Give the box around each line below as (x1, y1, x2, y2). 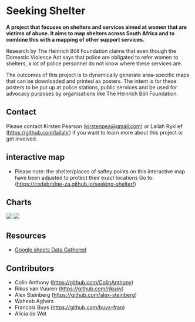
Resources (6, 230, 46, 240)
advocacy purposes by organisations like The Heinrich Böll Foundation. (6, 90, 179, 97)
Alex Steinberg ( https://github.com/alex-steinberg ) (14, 291, 137, 298)
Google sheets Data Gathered (14, 246, 87, 253)
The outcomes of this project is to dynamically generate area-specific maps (6, 71, 190, 78)
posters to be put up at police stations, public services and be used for (6, 83, 177, 90)
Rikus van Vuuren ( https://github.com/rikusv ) (14, 285, 125, 292)
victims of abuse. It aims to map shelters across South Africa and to (6, 29, 175, 36)
